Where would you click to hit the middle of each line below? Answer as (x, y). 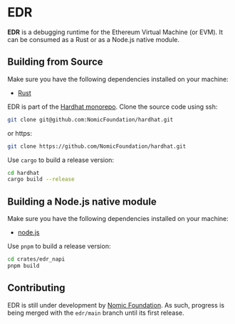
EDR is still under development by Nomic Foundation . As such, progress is (116, 305)
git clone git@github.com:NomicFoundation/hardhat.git (90, 119)
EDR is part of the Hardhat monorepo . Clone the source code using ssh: (113, 107)
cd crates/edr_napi (36, 259)
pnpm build (23, 266)
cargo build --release (41, 179)
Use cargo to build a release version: (61, 160)
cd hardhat (23, 173)
